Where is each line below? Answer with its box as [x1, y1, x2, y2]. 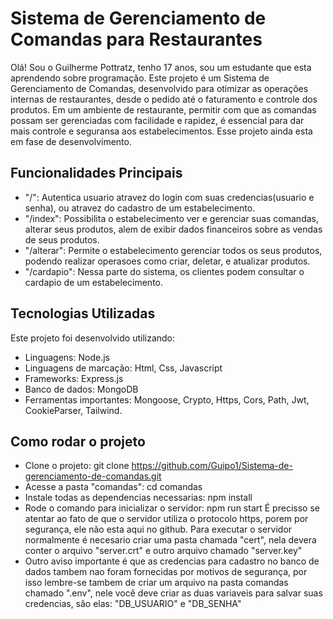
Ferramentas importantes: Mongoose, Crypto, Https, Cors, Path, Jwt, [24, 393, 310, 406]
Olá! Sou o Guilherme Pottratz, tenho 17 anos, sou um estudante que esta [10, 61, 312, 73]
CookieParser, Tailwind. [24, 404, 123, 416]
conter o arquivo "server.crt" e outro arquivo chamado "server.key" [24, 545, 303, 557]
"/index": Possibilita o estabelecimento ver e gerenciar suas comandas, [24, 212, 319, 224]
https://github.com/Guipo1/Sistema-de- [131, 460, 293, 472]
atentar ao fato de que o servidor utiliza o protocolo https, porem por [24, 513, 309, 525]
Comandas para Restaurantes [10, 28, 263, 51]
